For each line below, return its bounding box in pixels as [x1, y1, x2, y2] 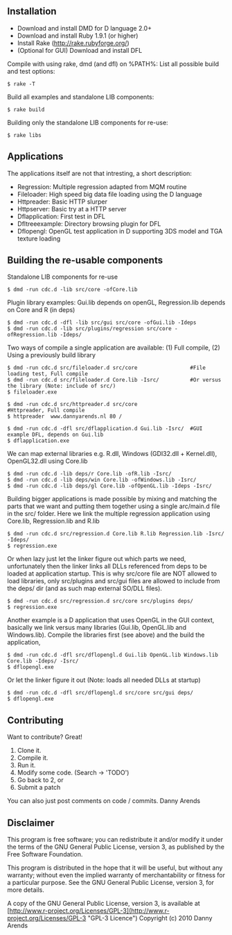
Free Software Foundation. [7, 850, 83, 859]
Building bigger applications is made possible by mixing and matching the [7, 495, 217, 503]
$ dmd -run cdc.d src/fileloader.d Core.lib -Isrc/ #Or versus [7, 377, 222, 384]
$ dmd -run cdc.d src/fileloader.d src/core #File [7, 364, 206, 371]
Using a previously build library [7, 351, 96, 359]
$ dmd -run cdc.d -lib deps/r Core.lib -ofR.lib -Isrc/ [7, 471, 172, 478]
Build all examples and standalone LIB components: [7, 92, 154, 101]
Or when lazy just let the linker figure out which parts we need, [7, 555, 186, 563]
